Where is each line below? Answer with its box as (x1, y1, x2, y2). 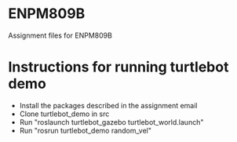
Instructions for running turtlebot (8, 58, 229, 76)
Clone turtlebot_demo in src (19, 109, 110, 118)
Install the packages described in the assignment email (19, 100, 198, 110)
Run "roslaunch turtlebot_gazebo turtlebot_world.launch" (19, 117, 204, 126)
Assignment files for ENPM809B (8, 31, 112, 40)
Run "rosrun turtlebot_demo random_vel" (19, 126, 151, 135)
